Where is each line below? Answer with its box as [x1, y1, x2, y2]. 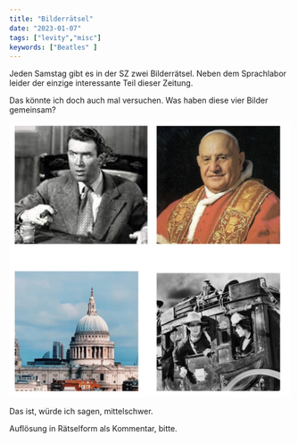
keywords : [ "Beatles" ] [9, 43, 98, 52]
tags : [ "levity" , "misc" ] [9, 33, 102, 42]
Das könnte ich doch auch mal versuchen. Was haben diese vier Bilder [9, 95, 269, 106]
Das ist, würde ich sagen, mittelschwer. [9, 406, 153, 417]
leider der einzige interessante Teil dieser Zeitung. [9, 78, 194, 88]
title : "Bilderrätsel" [9, 14, 94, 23]
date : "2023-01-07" [9, 23, 82, 33]
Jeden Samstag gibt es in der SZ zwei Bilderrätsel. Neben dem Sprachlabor [9, 68, 287, 79]
